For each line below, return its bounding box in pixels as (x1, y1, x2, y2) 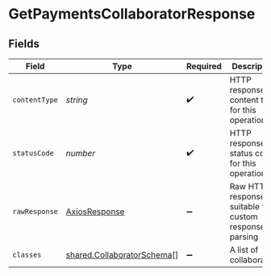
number (65, 148, 96, 159)
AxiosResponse (65, 206, 125, 217)
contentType (12, 96, 59, 105)
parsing (229, 231, 259, 242)
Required (186, 61, 222, 72)
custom (229, 211, 258, 222)
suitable (229, 201, 260, 212)
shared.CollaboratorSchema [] (65, 249, 179, 260)
